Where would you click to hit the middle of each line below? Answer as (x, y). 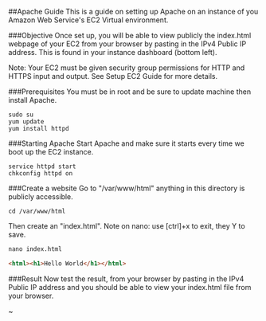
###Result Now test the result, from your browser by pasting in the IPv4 (126, 279)
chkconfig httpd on (41, 174)
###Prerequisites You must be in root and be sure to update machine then (130, 92)
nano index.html (35, 249)
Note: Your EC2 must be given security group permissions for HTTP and (127, 68)
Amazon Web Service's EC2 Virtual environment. (88, 20)
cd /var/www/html (37, 211)
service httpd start (43, 166)
